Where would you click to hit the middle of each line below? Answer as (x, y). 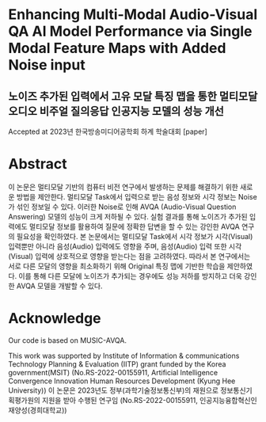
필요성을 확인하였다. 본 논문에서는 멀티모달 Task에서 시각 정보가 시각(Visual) (135, 236)
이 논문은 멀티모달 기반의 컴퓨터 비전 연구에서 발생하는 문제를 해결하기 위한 (123, 187)
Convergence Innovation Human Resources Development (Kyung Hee (122, 381)
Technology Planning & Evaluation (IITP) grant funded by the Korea (117, 364)
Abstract (38, 164)
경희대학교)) (48, 410)
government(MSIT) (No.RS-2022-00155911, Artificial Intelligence (113, 372)
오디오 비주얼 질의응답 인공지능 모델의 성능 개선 (116, 111)
